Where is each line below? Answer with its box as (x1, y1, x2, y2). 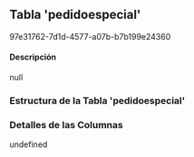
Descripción (9, 51, 57, 62)
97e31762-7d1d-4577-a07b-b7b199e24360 (9, 31, 171, 42)
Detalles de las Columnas (9, 118, 124, 131)
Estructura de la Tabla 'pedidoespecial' (9, 94, 186, 106)
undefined (9, 139, 48, 150)
